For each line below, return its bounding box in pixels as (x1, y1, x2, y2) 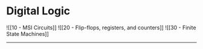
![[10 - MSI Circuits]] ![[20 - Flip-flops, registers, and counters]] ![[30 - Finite (6, 24, 196, 31)
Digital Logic (6, 4, 71, 18)
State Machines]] (6, 30, 50, 37)
